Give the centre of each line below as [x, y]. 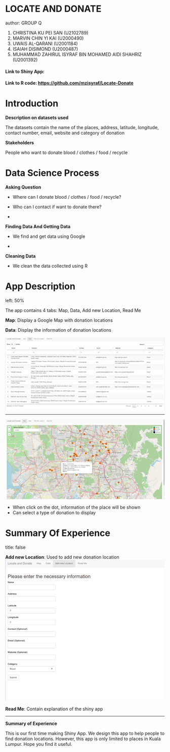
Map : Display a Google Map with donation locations [59, 320]
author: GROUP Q [24, 23]
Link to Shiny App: [25, 71]
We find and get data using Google [49, 236]
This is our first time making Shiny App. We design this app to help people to [85, 733]
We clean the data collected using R [50, 266]
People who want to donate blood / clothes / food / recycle [67, 152]
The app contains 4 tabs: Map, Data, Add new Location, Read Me [73, 310]
